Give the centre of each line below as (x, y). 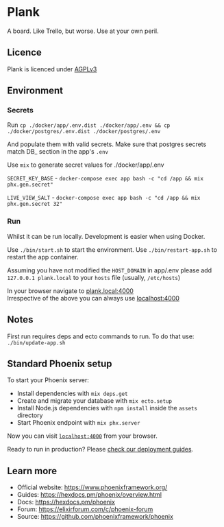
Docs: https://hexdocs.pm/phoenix (66, 502)
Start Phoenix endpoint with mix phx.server (78, 423)
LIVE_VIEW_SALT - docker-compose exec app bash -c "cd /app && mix (104, 198)
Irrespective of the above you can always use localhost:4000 (94, 298)
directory (30, 415)
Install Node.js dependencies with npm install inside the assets (107, 408)
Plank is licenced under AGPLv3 (52, 69)
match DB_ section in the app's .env (58, 152)
